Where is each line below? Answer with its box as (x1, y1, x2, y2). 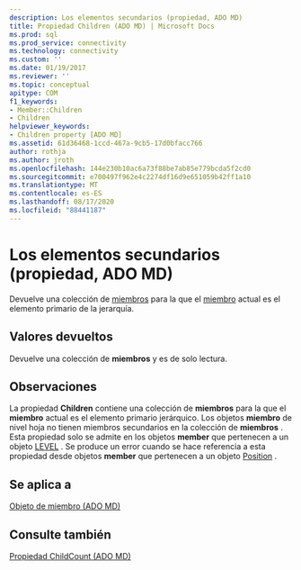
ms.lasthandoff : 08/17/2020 (9, 197, 115, 207)
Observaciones (9, 379, 97, 394)
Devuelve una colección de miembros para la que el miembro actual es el (9, 294, 281, 304)
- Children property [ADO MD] (9, 131, 123, 140)
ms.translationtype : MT (9, 181, 99, 190)
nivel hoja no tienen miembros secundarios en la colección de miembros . (9, 422, 283, 433)
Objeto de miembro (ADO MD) (9, 501, 121, 511)
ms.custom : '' (9, 55, 63, 64)
